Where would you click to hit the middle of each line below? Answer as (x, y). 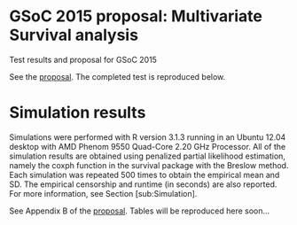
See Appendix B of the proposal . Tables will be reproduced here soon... (140, 211)
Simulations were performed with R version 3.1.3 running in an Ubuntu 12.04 (148, 137)
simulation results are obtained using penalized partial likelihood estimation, (148, 156)
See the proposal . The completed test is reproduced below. (117, 76)
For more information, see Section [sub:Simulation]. (103, 193)
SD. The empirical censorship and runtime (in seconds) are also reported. (143, 184)
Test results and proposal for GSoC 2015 (83, 59)
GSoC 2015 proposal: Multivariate (136, 16)
